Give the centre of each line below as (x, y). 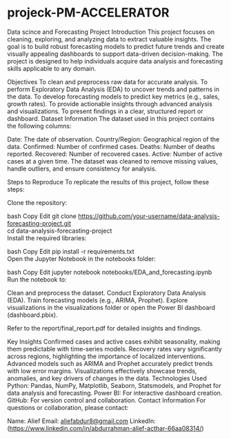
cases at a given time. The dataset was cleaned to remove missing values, (113, 161)
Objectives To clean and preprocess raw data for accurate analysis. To (108, 81)
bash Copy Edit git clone (42, 216)
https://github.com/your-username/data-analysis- (149, 216)
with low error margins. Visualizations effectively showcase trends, (102, 371)
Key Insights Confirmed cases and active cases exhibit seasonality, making (114, 341)
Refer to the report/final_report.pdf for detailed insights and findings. (104, 328)
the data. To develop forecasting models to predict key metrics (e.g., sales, (113, 96)
